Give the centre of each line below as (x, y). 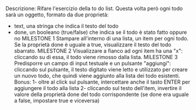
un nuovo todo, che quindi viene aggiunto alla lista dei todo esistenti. (97, 76)
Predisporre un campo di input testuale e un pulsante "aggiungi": (92, 63)
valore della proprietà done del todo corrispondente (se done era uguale (101, 94)
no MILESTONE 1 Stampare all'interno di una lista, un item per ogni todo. (101, 38)
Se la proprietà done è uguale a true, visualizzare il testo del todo (92, 44)
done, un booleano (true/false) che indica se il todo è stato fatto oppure (100, 32)
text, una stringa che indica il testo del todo (66, 26)
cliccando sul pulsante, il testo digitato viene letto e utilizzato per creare (101, 69)
